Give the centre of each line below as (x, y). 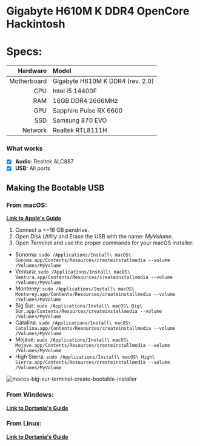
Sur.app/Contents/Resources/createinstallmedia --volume (88, 312)
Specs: (24, 52)
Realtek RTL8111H (80, 130)
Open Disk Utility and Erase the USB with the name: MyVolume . (94, 237)
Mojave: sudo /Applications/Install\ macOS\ (72, 339)
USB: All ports (32, 168)
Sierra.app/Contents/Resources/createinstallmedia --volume (92, 362)
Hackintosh (36, 24)
